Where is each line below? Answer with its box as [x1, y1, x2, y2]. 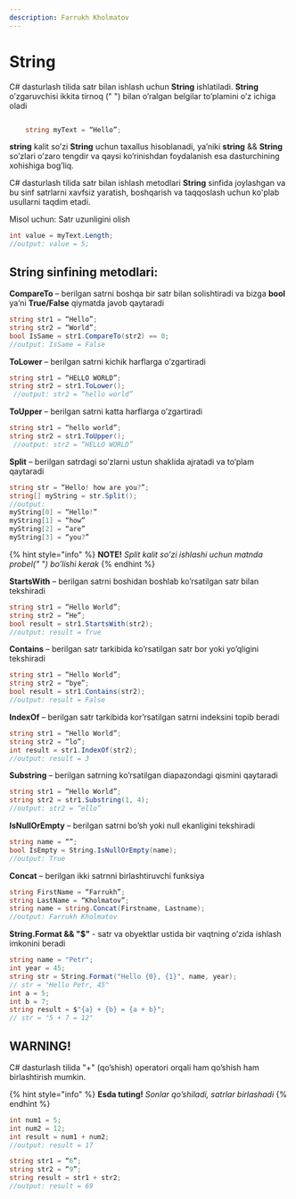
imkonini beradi [9, 938, 66, 949]
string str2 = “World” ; [9, 323, 98, 332]
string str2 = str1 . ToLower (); [9, 382, 126, 391]
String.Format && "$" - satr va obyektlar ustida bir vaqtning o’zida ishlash [9, 929, 283, 940]
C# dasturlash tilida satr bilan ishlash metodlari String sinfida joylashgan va [9, 178, 286, 189]
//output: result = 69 [9, 1182, 94, 1191]
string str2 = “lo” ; [9, 737, 86, 747]
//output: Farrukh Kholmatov [9, 913, 118, 922]
